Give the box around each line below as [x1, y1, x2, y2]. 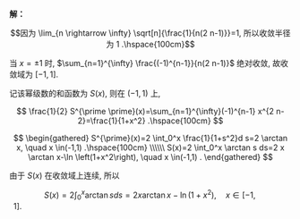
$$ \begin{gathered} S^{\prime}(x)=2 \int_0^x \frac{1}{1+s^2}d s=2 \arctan [13, 133, 288, 143]
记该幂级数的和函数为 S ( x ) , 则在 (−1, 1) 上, [9, 88, 161, 98]
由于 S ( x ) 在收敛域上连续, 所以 [9, 170, 120, 181]
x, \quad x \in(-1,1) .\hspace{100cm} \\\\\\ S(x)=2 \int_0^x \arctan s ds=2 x [16, 142, 285, 153]
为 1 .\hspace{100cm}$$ [106, 39, 195, 49]
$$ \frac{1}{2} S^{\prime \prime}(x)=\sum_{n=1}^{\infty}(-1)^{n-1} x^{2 [16, 106, 275, 116]
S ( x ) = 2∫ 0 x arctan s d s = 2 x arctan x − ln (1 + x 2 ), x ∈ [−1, [43, 188, 256, 202]
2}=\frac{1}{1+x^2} [77, 115, 146, 126]
